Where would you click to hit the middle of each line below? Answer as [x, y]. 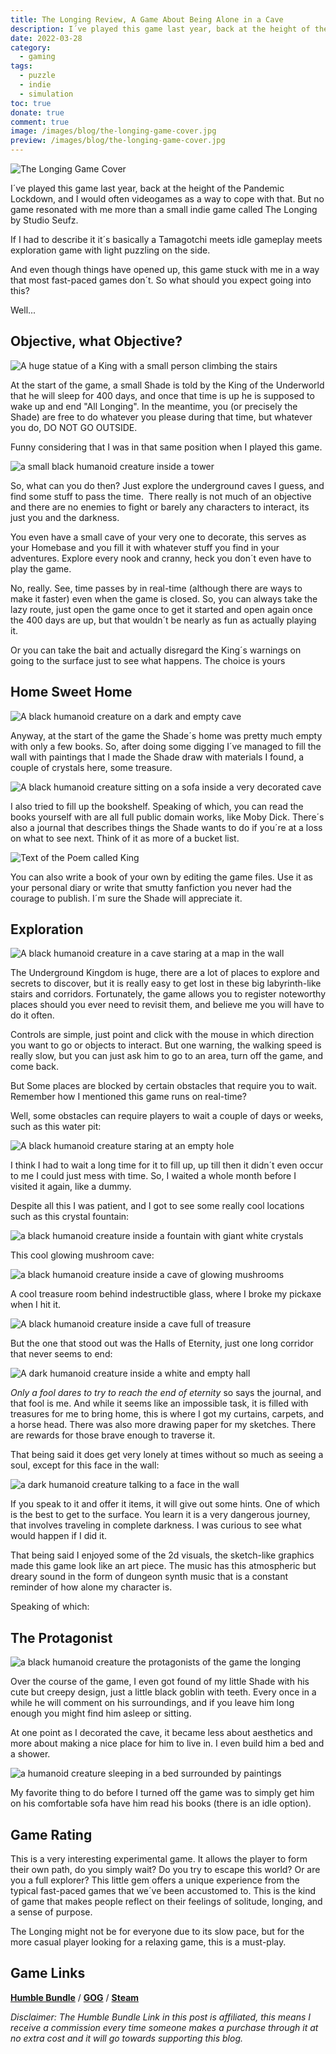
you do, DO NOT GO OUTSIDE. [74, 427]
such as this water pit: [56, 1127]
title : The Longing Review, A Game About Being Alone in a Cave [147, 19]
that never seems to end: [61, 1354]
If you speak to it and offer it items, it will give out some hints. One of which [165, 1504]
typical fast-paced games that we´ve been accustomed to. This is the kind [163, 1891]
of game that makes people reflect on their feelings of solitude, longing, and [166, 1902]
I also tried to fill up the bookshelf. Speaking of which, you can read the [157, 806]
